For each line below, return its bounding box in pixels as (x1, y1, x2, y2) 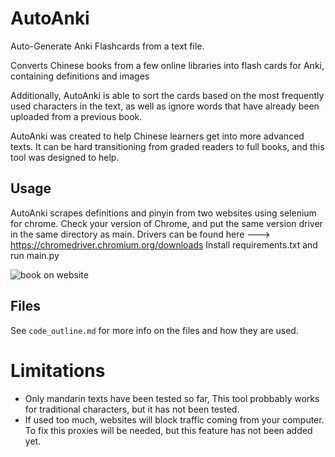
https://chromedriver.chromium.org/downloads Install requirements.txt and (10, 238, 318, 251)
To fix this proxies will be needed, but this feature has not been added (24, 424, 313, 436)
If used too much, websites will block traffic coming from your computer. (24, 413, 325, 426)
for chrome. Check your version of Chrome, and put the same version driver (10, 217, 323, 229)
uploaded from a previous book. (10, 110, 143, 122)
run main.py (10, 249, 60, 261)
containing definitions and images (10, 70, 150, 82)
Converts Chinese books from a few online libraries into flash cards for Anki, (10, 59, 325, 71)
